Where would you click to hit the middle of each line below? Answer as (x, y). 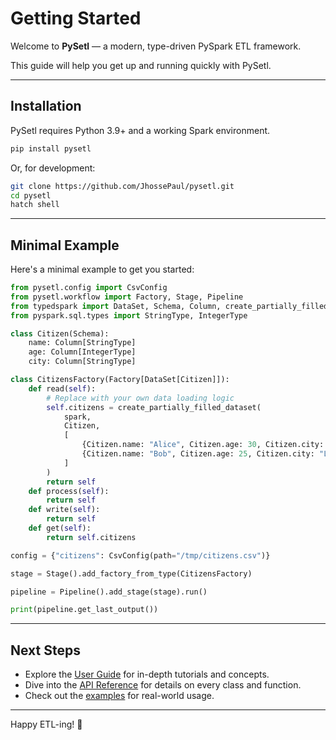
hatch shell (35, 205)
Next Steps (45, 650)
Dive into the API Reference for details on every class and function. (163, 685)
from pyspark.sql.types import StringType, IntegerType (129, 315)
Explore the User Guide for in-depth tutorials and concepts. (147, 674)
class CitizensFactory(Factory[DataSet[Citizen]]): (120, 380)
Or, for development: (53, 168)
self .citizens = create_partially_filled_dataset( (154, 407)
